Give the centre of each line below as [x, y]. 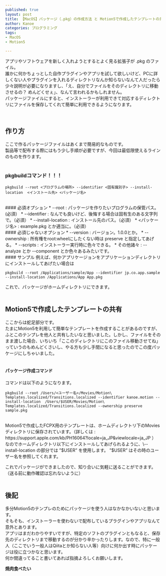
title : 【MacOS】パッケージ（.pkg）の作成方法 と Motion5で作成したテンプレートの [82, 19]
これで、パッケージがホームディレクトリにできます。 [59, 287]
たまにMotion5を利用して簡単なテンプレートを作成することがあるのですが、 [83, 328]
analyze [13, 251]
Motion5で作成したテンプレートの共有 [64, 310]
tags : [11, 33]
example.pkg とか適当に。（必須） [55, 226]
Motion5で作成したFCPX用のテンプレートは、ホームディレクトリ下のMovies [83, 425]
